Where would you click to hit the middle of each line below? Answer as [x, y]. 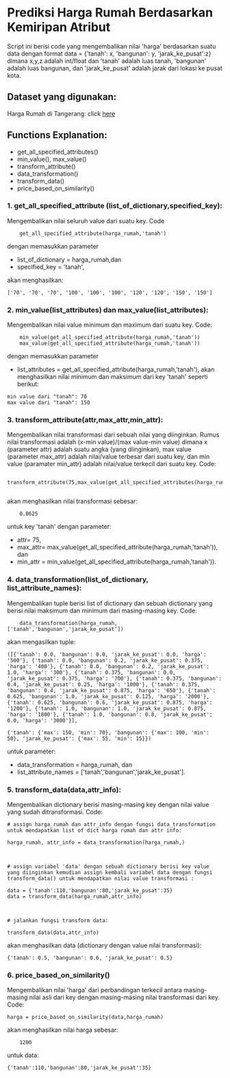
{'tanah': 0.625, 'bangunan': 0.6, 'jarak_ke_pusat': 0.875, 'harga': [110, 702]
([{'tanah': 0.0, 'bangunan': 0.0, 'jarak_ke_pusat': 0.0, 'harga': [107, 654]
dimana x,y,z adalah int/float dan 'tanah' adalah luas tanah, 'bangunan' [107, 60]
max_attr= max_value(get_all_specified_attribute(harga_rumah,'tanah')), [117, 547]
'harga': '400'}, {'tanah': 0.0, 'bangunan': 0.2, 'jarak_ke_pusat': [108, 666]
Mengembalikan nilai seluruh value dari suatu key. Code [86, 220]
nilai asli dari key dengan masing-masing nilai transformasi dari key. [125, 998]
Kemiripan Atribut [59, 27]
